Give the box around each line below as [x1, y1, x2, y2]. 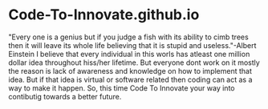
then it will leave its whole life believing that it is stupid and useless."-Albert [8, 40, 257, 50]
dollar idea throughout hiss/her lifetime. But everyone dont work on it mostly [8, 58, 261, 67]
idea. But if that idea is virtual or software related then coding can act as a [8, 75, 253, 84]
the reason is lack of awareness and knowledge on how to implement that [8, 66, 253, 75]
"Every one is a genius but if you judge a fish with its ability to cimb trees [8, 32, 249, 42]
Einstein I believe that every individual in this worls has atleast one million [8, 49, 250, 59]
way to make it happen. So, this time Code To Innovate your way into [8, 83, 235, 93]
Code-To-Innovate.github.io [8, 6, 200, 24]
